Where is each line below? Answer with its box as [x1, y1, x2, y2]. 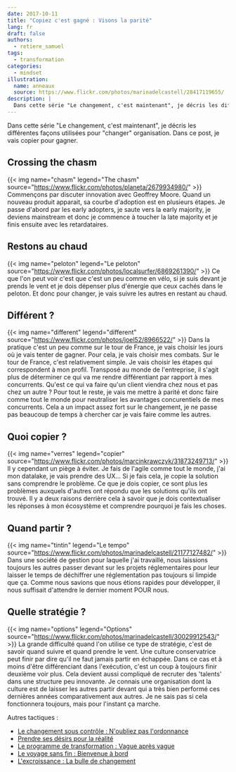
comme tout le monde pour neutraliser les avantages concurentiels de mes [7, 396, 224, 404]
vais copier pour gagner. [7, 136, 79, 144]
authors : [7, 37, 33, 44]
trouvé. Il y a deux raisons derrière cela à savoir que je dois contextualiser [7, 494, 221, 503]
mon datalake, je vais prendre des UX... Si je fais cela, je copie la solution [7, 472, 219, 481]
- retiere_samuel [13, 43, 65, 50]
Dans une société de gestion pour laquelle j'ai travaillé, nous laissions [7, 555, 209, 564]
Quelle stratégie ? [7, 606, 86, 618]
